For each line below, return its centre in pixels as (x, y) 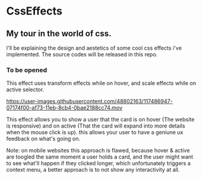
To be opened (27, 70)
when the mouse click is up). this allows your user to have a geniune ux (95, 132)
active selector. (25, 89)
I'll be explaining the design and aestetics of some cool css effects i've (94, 48)
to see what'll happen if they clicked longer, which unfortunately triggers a (99, 163)
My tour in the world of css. (59, 34)
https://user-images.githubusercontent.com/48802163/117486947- (90, 102)
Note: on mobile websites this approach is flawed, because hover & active (98, 151)
